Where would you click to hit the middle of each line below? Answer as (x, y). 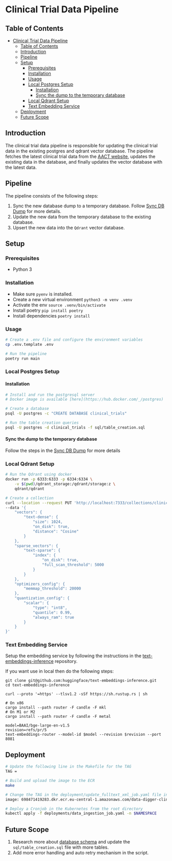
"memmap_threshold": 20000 (52, 589)
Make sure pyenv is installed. (43, 294)
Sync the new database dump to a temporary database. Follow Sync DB (89, 206)
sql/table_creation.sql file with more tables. (61, 847)
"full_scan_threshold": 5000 (73, 565)
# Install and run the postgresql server (50, 395)
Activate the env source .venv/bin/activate (59, 305)
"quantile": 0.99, (52, 612)
